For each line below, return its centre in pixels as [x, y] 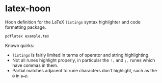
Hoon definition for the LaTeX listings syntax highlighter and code [73, 22]
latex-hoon [28, 9]
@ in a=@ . [20, 76]
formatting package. [26, 27]
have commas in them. [35, 65]
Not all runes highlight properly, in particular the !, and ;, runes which [83, 60]
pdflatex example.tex [27, 36]
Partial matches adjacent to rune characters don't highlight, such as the [84, 70]
